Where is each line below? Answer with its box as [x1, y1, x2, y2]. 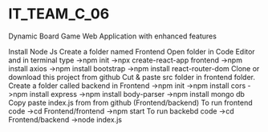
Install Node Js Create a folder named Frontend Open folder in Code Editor [8, 46, 255, 56]
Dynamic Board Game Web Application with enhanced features [8, 31, 217, 41]
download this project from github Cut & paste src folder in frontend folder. [8, 72, 255, 82]
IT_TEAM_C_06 [8, 5, 110, 23]
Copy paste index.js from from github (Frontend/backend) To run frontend [8, 98, 253, 107]
